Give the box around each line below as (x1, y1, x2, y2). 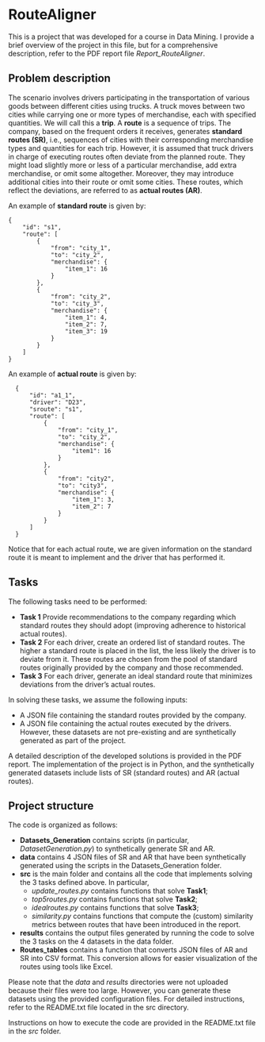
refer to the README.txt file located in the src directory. (8, 1002, 190, 1013)
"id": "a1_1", (28, 391, 77, 399)
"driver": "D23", (28, 398, 87, 406)
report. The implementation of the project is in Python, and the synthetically (8, 759, 255, 769)
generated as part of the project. (19, 736, 127, 745)
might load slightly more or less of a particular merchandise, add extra (8, 160, 237, 170)
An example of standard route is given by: (8, 201, 146, 210)
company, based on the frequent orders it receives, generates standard (8, 126, 243, 136)
